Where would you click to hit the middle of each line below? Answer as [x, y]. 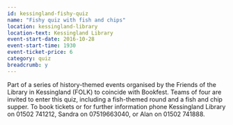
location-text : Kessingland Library [60, 33]
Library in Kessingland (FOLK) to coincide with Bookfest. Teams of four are [114, 92]
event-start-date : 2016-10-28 [51, 39]
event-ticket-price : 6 [40, 52]
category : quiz [29, 59]
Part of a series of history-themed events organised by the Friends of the [112, 84]
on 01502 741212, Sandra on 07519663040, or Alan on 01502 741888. [106, 114]
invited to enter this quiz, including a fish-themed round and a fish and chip [115, 99]
